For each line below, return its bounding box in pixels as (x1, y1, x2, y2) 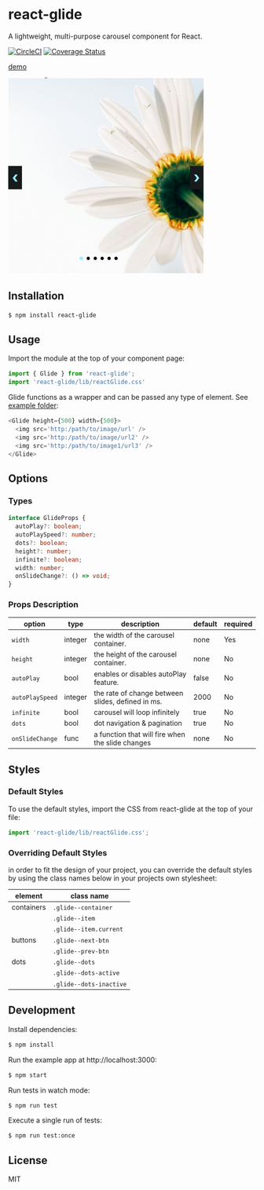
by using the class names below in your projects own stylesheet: (8, 873, 218, 883)
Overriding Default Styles (8, 847, 108, 858)
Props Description (8, 599, 79, 610)
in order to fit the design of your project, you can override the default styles (8, 866, 253, 875)
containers (11, 902, 46, 912)
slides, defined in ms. (93, 697, 163, 706)
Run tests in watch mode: (8, 1086, 90, 1095)
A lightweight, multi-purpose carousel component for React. (8, 31, 203, 41)
